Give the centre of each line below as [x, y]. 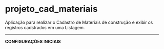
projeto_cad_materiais [51, 9]
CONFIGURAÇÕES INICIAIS [33, 41]
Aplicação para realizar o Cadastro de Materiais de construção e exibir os [79, 22]
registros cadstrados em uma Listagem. [45, 27]
